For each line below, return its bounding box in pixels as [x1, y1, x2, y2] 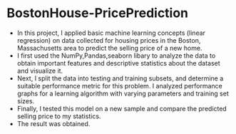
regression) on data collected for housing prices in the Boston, [16, 36, 201, 44]
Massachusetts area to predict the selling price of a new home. [16, 43, 202, 52]
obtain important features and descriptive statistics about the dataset [16, 58, 220, 67]
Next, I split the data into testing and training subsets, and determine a [16, 73, 224, 83]
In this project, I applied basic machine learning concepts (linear [16, 29, 206, 37]
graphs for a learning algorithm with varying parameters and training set [16, 89, 229, 98]
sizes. [16, 96, 35, 105]
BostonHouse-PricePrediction [6, 5, 189, 21]
